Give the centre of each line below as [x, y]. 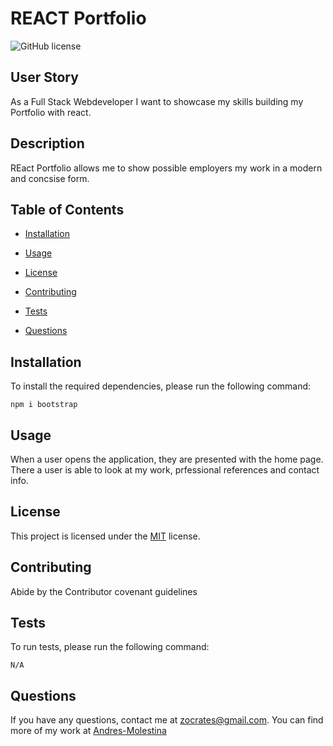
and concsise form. [50, 178]
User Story [44, 77]
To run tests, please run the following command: [110, 647]
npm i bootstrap [44, 405]
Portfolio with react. [51, 112]
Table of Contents [67, 209]
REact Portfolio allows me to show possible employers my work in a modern [166, 168]
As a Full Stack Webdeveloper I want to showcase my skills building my [157, 101]
